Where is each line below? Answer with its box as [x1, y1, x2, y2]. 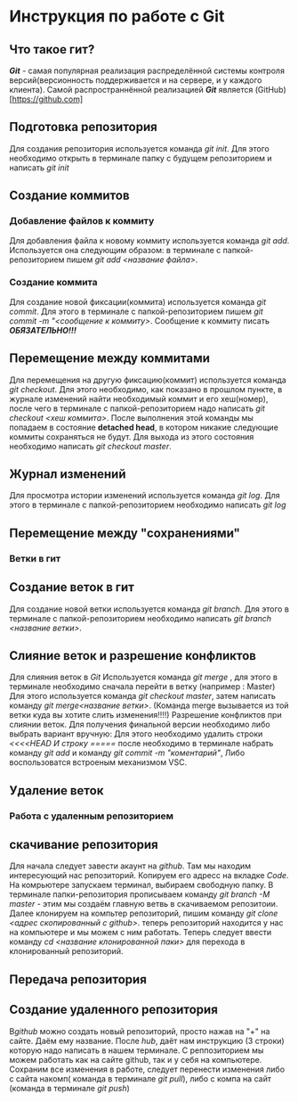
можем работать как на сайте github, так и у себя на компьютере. [9, 1054, 262, 1065]
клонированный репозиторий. [9, 946, 124, 957]
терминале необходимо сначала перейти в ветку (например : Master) [9, 681, 276, 692]
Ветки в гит [9, 552, 60, 564]
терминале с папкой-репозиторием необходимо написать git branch [9, 613, 272, 623]
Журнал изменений [9, 466, 126, 481]
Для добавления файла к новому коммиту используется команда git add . [9, 234, 290, 246]
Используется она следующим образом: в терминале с [9, 244, 221, 255]
